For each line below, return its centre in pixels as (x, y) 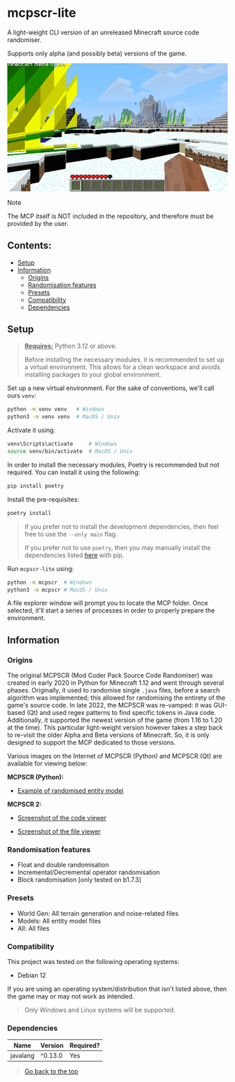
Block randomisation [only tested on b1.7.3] (79, 880)
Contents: (29, 246)
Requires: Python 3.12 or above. (71, 346)
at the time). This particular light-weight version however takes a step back (115, 728)
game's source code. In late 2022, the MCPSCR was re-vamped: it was (109, 705)
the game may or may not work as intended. (71, 996)
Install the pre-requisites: (43, 499)
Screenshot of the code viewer (62, 818)
